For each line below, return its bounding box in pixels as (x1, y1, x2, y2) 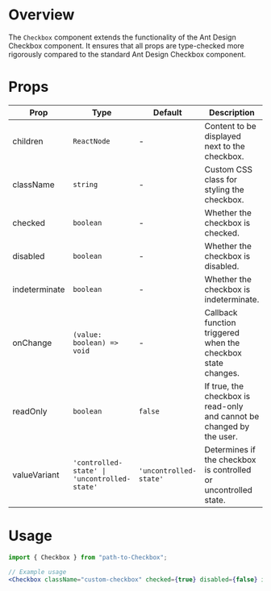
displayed (204, 131, 242, 142)
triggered (204, 327, 240, 338)
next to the (204, 140, 246, 152)
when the (204, 337, 240, 348)
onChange (12, 337, 52, 348)
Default (152, 106, 183, 118)
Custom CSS (204, 164, 252, 175)
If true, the (204, 381, 244, 392)
